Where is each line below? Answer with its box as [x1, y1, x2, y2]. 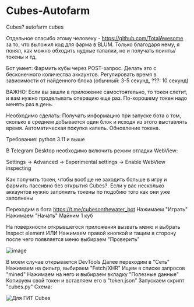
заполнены [6, 194, 34, 201]
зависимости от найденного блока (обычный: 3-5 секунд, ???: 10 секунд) [6, 77, 189, 84]
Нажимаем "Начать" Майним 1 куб [6, 212, 93, 219]
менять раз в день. [6, 100, 54, 107]
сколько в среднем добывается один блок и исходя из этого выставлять [6, 118, 188, 125]
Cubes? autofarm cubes [6, 23, 64, 30]
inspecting [6, 165, 31, 172]
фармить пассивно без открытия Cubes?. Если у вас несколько [6, 182, 164, 189]
